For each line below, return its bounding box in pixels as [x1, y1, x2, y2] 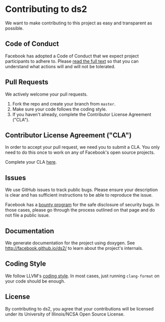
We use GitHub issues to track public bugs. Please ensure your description [5, 187, 158, 193]
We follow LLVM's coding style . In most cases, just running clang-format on [5, 273, 160, 279]
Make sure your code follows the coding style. [12, 106, 107, 112]
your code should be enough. [5, 278, 65, 284]
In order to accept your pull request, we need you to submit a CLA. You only [5, 144, 160, 150]
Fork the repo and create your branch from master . [12, 101, 115, 107]
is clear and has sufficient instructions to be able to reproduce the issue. [5, 192, 153, 198]
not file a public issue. [5, 213, 50, 218]
